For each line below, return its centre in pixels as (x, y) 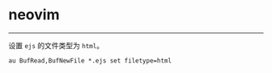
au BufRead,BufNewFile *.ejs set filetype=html (90, 61)
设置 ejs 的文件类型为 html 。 (56, 45)
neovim (34, 15)
